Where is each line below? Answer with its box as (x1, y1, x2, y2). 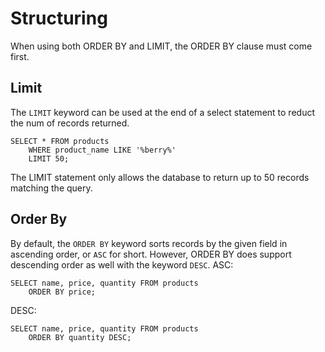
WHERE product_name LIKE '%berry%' (28, 145, 177, 155)
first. (10, 50, 30, 62)
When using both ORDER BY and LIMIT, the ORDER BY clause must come (10, 40, 313, 52)
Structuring (10, 7, 108, 30)
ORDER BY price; (28, 287, 97, 297)
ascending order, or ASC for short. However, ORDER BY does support (10, 248, 292, 260)
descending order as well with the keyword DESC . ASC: (10, 258, 234, 271)
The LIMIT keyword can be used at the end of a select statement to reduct (10, 106, 315, 118)
